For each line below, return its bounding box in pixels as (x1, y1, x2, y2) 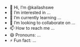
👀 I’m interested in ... (9, 10, 51, 15)
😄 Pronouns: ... (9, 32, 41, 38)
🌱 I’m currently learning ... (9, 15, 62, 20)
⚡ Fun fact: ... (9, 37, 36, 43)
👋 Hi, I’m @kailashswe (9, 5, 54, 10)
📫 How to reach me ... (9, 25, 55, 31)
